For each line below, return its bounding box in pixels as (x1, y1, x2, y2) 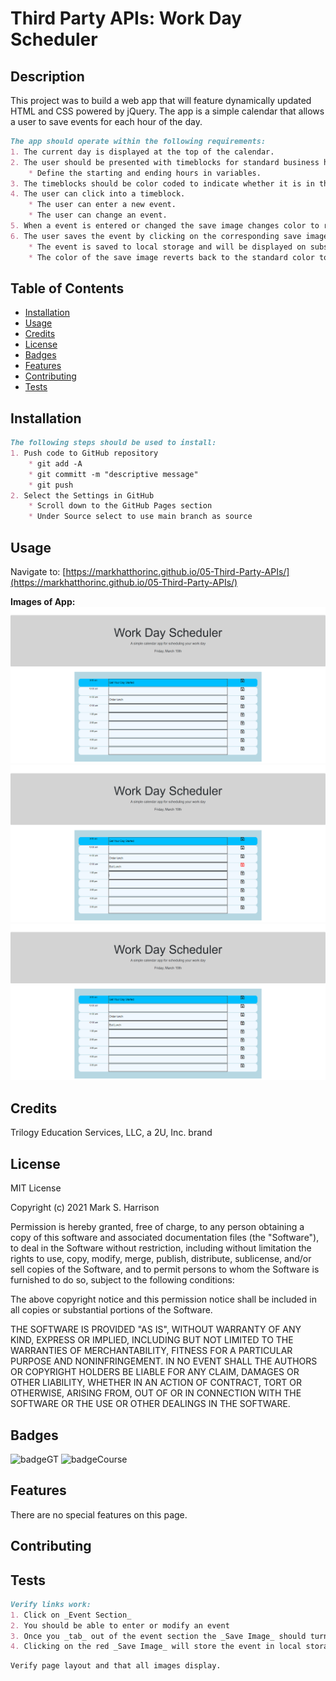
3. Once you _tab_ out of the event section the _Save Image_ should (10, 1631, 307, 1641)
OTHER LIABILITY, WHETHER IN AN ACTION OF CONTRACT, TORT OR (10, 1377, 302, 1389)
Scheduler (10, 28, 98, 51)
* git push (28, 480, 74, 490)
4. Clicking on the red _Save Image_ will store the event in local (10, 1642, 302, 1652)
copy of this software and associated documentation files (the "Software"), (10, 1232, 320, 1244)
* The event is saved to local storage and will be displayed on (28, 242, 307, 252)
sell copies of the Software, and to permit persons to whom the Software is (10, 1263, 320, 1276)
